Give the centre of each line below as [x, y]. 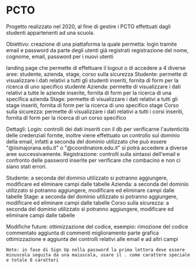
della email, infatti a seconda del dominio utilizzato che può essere [87, 141]
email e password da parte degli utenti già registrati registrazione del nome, [97, 50]
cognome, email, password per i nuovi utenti [60, 56]
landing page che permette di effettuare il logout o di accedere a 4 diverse [96, 67]
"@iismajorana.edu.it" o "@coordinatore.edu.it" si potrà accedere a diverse [97, 148]
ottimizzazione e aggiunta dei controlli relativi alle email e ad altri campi [92, 239]
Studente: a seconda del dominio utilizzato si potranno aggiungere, [87, 178]
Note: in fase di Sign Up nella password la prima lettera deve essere [95, 250]
